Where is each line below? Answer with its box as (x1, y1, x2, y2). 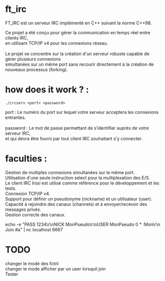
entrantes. (5, 114, 26, 120)
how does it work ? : (5, 84, 89, 95)
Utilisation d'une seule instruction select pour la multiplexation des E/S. (5, 175, 150, 181)
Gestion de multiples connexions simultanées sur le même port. (5, 169, 135, 175)
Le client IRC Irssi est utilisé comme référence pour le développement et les (5, 180, 160, 186)
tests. (5, 185, 16, 191)
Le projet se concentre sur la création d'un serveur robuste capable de (5, 51, 150, 57)
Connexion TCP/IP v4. (5, 190, 51, 196)
